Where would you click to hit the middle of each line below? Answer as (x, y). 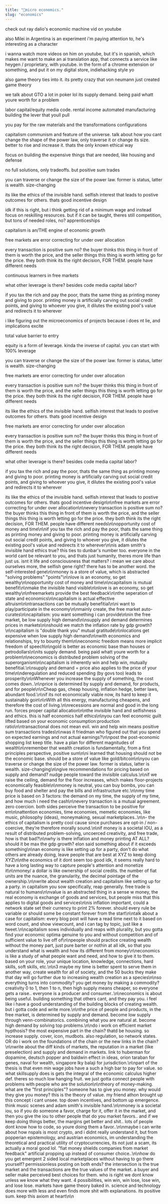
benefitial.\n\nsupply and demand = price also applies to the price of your (81, 668)
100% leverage (20, 351)
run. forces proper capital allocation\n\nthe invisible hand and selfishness (81, 710)
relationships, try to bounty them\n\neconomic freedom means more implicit (83, 641)
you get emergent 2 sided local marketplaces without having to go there (79, 1159)
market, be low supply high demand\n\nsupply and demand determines (79, 620)
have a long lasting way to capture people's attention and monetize (74, 865)
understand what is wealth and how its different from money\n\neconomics (82, 950)
